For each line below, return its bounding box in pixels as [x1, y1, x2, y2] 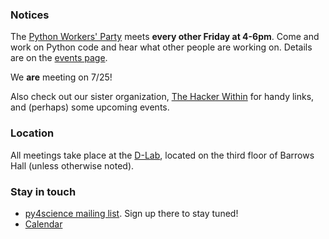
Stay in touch [10, 184, 77, 198]
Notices [10, 8, 50, 22]
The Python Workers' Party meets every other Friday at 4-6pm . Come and [10, 31, 320, 43]
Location [10, 126, 55, 140]
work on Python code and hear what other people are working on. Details [10, 41, 313, 53]
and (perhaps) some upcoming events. [10, 101, 170, 113]
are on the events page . [10, 52, 108, 64]
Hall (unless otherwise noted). [10, 159, 135, 172]
